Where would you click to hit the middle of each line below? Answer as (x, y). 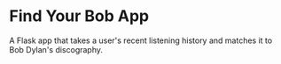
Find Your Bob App (79, 16)
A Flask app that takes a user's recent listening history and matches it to (141, 40)
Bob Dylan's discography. (56, 49)
